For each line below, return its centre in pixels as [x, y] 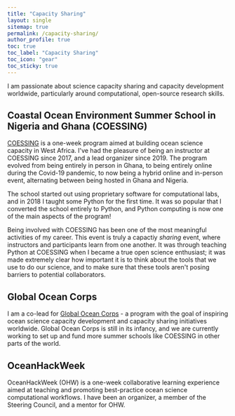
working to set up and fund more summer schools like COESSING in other [114, 336]
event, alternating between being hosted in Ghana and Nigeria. [98, 180]
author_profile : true [39, 40]
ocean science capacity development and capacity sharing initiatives [107, 321]
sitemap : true [28, 27]
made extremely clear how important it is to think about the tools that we [112, 260]
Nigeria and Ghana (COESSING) [78, 127]
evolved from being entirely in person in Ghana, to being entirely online [110, 166]
